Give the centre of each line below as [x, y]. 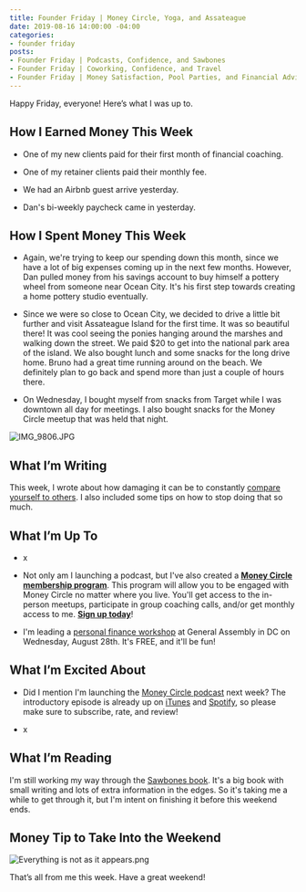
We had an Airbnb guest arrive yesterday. [101, 189]
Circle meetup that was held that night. [95, 419]
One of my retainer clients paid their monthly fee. [115, 172]
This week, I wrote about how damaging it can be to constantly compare [145, 488]
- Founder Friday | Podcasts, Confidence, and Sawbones [117, 60]
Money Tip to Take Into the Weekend [115, 838]
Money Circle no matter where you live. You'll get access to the [141, 595]
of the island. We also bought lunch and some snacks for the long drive [156, 353]
